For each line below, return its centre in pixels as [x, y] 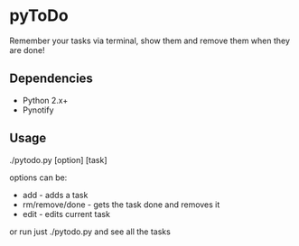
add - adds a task [55, 195]
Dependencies [51, 79]
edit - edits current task [66, 214]
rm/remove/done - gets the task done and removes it [121, 205]
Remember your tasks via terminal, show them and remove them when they [150, 41]
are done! [27, 50]
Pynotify [38, 110]
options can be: [38, 178]
